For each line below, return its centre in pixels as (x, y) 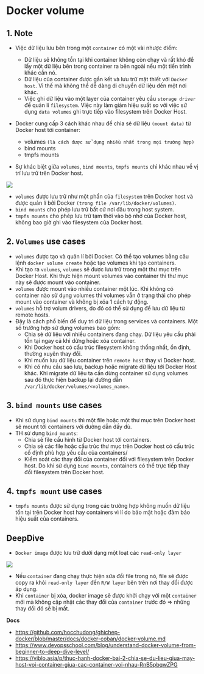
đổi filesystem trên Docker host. (64, 472)
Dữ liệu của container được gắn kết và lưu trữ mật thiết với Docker (106, 79)
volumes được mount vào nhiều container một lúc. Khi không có (94, 288)
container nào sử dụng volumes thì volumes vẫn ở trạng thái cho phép (103, 295)
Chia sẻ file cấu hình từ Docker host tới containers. (88, 439)
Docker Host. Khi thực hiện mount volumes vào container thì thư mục (102, 276)
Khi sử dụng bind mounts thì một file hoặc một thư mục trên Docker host (105, 420)
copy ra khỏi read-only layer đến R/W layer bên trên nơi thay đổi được (104, 583)
